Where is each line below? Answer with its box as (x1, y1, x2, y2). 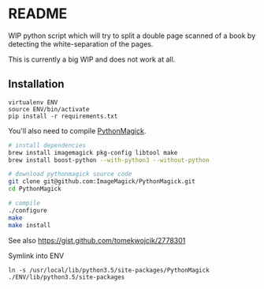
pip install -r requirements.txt (8, 112, 118, 120)
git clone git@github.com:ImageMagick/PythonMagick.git (8, 178, 195, 186)
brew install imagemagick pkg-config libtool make (8, 148, 178, 156)
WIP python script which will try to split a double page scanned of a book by (8, 31, 256, 40)
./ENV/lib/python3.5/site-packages (8, 273, 125, 281)
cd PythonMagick (8, 185, 61, 193)
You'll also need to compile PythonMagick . (8, 126, 147, 135)
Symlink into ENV (8, 250, 65, 261)
